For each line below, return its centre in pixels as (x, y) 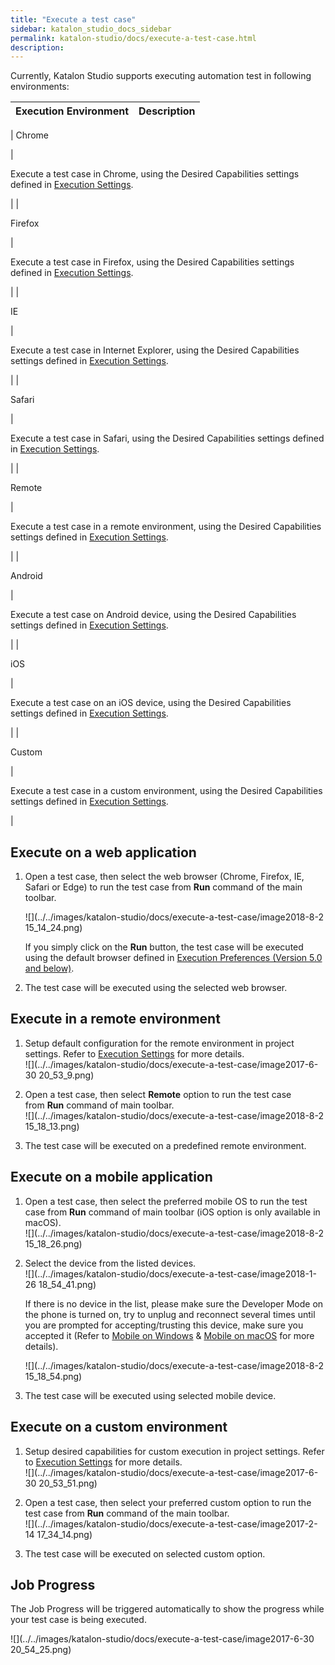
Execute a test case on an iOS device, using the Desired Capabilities (151, 703)
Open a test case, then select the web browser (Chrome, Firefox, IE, (164, 877)
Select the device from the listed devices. (110, 1263)
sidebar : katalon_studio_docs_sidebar (91, 29)
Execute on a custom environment (119, 1427)
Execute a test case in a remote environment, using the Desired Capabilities (166, 527)
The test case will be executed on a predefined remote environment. (165, 1145)
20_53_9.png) (66, 1075)
